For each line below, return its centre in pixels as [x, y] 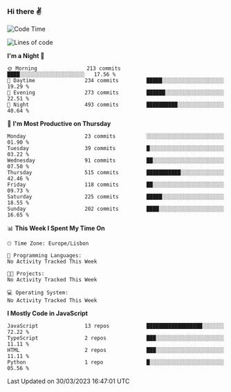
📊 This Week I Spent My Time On [56, 228]
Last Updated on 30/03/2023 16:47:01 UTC [68, 381]
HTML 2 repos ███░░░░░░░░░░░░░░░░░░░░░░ [116, 351]
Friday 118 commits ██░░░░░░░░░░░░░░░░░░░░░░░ [116, 185]
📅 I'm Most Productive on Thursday [59, 124]
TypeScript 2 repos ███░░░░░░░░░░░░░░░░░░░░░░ [116, 338]
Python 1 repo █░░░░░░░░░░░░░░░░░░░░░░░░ [116, 362]
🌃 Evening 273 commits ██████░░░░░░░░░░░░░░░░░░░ [116, 93]
